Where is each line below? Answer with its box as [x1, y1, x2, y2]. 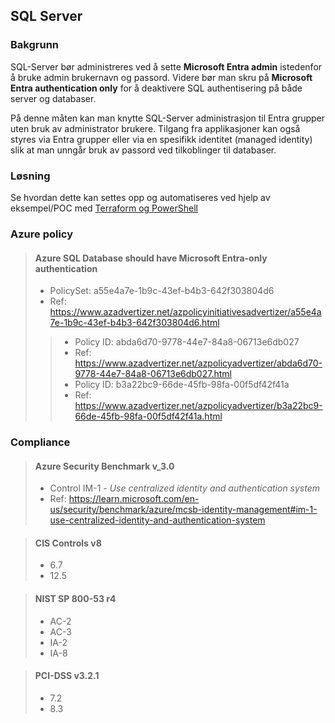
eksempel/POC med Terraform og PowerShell [10, 202, 198, 214]
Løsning [10, 169, 51, 183]
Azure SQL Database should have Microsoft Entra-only [34, 252, 268, 264]
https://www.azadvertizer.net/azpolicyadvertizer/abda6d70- [74, 357, 323, 369]
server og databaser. [10, 92, 97, 104]
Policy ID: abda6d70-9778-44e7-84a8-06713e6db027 [74, 336, 300, 348]
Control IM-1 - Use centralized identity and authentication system [49, 482, 321, 494]
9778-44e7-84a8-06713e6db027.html [74, 368, 232, 380]
